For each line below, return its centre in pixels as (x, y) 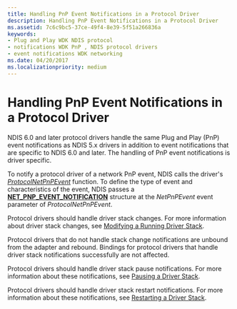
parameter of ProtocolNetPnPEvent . (60, 204)
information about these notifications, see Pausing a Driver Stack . (104, 276)
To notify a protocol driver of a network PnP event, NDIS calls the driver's (115, 174)
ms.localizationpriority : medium (57, 67)
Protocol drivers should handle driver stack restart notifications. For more (115, 290)
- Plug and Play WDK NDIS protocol (60, 41)
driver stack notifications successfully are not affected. (89, 255)
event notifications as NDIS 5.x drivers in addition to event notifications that (118, 145)
